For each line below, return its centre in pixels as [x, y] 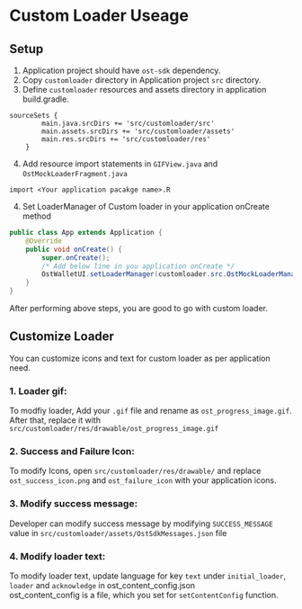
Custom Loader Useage [99, 16]
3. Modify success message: [73, 504]
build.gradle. [45, 99]
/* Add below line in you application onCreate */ [138, 266]
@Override [44, 241]
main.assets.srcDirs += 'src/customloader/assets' [138, 131]
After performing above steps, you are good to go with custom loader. [138, 308]
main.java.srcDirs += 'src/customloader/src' [129, 123]
